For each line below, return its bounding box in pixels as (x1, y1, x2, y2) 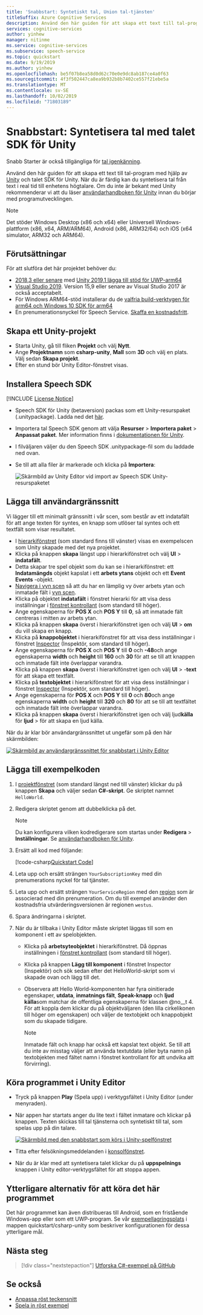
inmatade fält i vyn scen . (14, 589, 77, 596)
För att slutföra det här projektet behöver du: (6, 265, 117, 272)
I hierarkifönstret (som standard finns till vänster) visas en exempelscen (14, 537, 193, 544)
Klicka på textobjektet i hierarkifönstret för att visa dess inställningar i (14, 678, 189, 686)
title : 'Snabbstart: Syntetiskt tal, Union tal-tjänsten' (6, 8, 155, 15)
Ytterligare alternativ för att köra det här (6, 1183, 160, 1194)
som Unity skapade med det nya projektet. (14, 543, 121, 551)
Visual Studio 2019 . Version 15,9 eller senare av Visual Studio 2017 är (14, 283, 186, 290)
